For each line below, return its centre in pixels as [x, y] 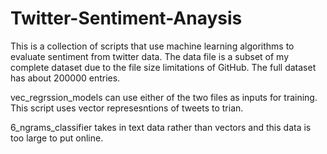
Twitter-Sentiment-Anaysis [126, 18]
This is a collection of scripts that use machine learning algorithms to [152, 46]
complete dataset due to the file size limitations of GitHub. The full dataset [163, 67]
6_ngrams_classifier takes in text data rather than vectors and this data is [161, 127]
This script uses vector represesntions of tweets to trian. [127, 108]
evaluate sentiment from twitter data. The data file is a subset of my [150, 56]
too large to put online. [57, 138]
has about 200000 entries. [65, 78]
